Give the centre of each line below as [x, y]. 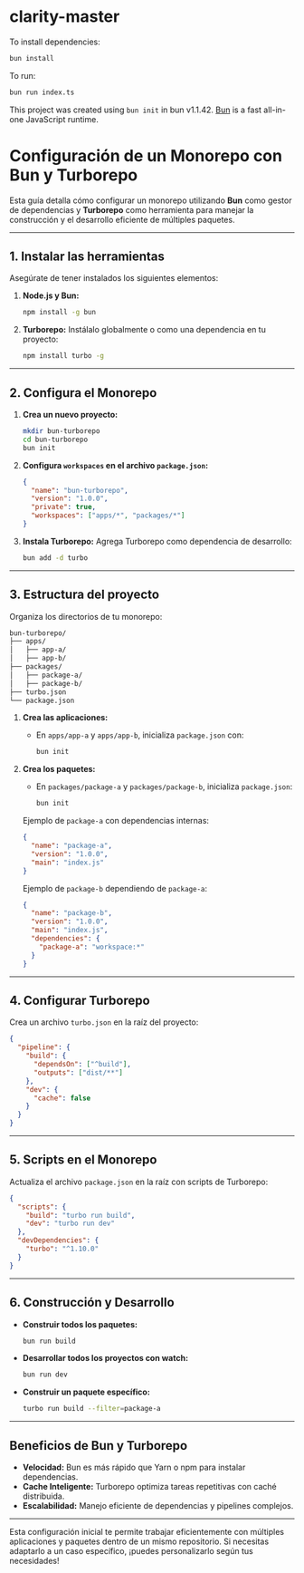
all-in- [275, 110]
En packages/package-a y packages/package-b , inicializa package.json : [164, 786]
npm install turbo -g [63, 356]
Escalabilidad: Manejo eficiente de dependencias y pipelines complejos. [158, 1505]
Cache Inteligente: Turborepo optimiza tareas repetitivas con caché [150, 1486]
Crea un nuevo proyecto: [70, 415]
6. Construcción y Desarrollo [92, 1303]
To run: [23, 75]
